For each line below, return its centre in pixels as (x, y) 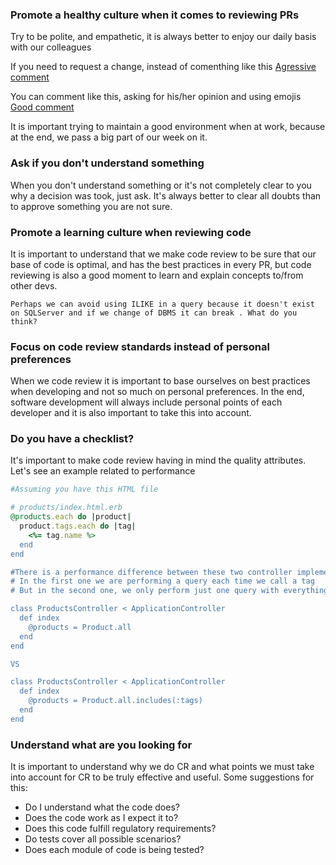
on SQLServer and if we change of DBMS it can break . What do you (154, 313)
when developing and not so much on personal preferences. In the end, (157, 392)
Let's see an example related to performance (103, 471)
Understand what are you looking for (101, 745)
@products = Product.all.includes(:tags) (115, 701)
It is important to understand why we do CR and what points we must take (162, 767)
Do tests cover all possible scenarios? (103, 839)
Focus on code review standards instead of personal (140, 346)
